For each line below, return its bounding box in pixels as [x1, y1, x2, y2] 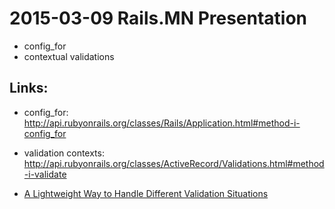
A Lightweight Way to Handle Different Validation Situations [23, 187, 269, 199]
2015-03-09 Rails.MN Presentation [9, 7, 308, 30]
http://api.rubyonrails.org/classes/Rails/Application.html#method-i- [23, 117, 301, 129]
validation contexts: [23, 147, 105, 159]
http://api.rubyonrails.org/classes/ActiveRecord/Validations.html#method [23, 157, 325, 169]
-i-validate [23, 168, 67, 180]
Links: [9, 80, 49, 97]
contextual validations [23, 50, 115, 62]
